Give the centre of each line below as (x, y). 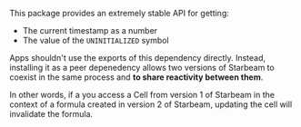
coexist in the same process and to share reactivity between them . (136, 77)
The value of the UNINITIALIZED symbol (96, 40)
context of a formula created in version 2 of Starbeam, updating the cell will (151, 104)
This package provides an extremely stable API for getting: (120, 13)
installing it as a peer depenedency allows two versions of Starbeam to (142, 68)
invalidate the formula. (51, 114)
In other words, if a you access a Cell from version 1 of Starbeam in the (142, 95)
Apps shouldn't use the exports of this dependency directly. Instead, (138, 58)
